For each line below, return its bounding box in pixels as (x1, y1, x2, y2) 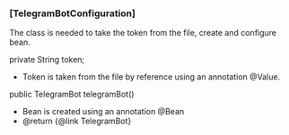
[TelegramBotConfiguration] (9, 7, 136, 20)
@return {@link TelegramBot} (22, 115, 132, 127)
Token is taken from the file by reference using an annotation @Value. (22, 72, 281, 82)
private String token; (9, 55, 85, 65)
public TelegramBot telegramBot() (9, 89, 135, 100)
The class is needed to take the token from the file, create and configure (9, 28, 276, 38)
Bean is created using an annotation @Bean (22, 106, 185, 117)
